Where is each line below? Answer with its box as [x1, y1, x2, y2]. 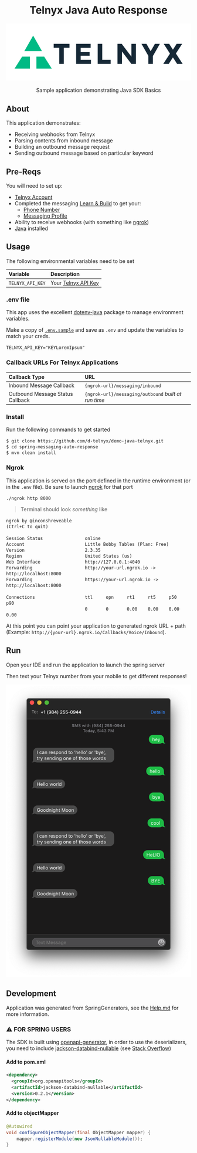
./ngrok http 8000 [6, 495, 51, 501]
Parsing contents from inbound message [14, 137, 113, 144]
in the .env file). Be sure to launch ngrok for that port [6, 483, 133, 490]
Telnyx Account [14, 194, 53, 201]
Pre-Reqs [6, 166, 42, 176]
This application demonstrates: [6, 119, 81, 126]
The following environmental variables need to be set [6, 257, 135, 265]
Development [6, 989, 57, 999]
